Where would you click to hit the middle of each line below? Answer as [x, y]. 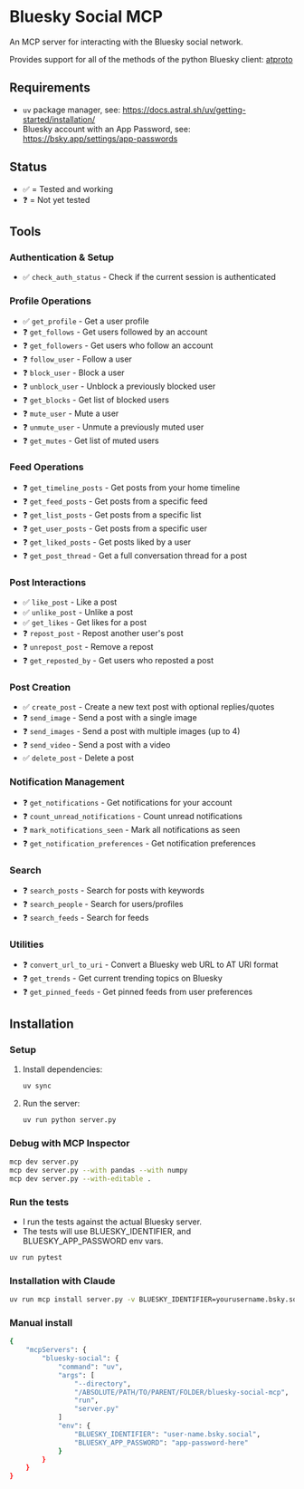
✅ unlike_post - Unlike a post [78, 613]
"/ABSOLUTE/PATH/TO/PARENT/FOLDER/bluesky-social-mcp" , [181, 1392]
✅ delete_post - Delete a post [78, 758]
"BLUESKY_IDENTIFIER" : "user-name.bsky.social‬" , [167, 1434]
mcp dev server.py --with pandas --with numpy [99, 1170]
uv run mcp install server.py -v [72, 1300]
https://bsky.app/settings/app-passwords [100, 139]
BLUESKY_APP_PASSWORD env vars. [93, 1241]
